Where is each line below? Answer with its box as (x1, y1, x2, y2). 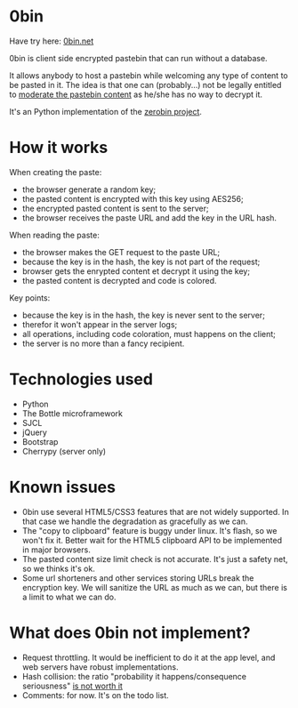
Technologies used (9, 369, 154, 390)
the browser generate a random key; (21, 184, 157, 195)
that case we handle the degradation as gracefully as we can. (21, 516, 248, 527)
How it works (9, 138, 109, 157)
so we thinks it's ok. (21, 563, 95, 574)
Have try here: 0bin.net (9, 36, 94, 46)
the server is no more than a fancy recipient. (21, 338, 185, 349)
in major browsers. (21, 544, 91, 555)
